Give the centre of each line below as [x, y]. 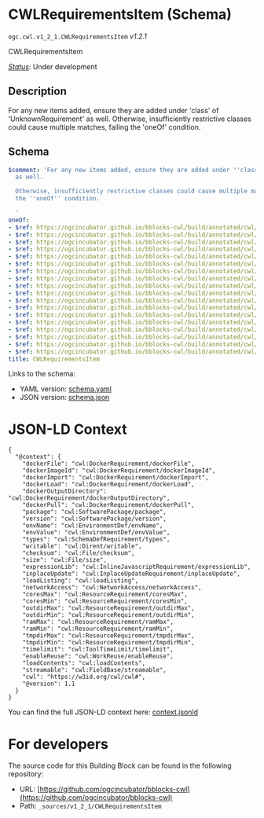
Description [37, 92]
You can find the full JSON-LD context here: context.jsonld [103, 712]
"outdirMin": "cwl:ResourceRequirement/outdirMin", [108, 615]
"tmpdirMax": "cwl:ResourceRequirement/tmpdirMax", [108, 636]
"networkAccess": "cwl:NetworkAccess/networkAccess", [112, 588]
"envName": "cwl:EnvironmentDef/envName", [93, 526]
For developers [58, 744]
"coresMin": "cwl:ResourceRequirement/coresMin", [105, 602]
